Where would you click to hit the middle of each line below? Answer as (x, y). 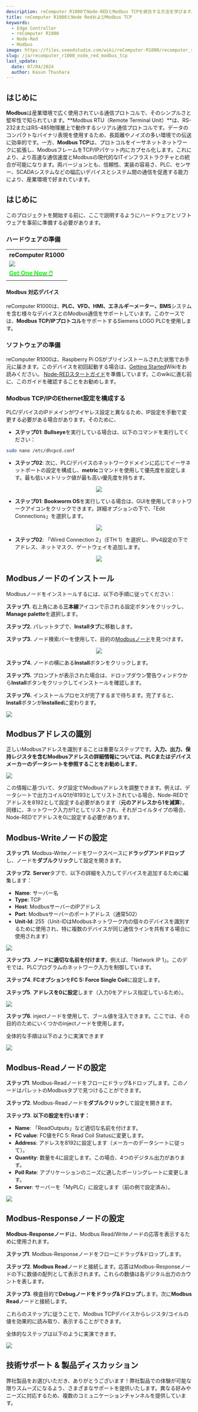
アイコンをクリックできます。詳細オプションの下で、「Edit (95, 509)
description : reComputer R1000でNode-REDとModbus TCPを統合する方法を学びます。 (101, 12)
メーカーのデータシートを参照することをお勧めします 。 (73, 764)
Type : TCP (28, 900)
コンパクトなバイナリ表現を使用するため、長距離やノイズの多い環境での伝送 (99, 135)
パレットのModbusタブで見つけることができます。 (83, 1090)
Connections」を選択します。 (50, 516)
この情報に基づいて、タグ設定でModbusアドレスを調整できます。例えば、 (96, 788)
